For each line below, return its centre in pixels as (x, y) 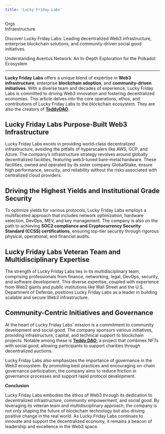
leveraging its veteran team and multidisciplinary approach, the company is (81, 405)
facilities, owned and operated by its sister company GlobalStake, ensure (79, 165)
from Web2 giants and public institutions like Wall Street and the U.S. (74, 287)
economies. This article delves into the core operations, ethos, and (73, 98)
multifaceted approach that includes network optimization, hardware (74, 216)
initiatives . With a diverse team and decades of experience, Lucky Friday (79, 88)
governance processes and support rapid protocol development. (70, 376)
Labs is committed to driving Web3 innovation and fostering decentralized (80, 93)
